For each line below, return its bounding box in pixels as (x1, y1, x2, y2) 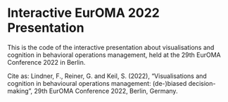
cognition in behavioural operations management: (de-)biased (7, 79, 187, 87)
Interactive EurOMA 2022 (7, 5, 160, 21)
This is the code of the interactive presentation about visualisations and (7, 43, 215, 51)
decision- (188, 79, 216, 87)
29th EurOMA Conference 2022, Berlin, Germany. (34, 87, 178, 95)
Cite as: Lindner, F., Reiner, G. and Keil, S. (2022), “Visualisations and (7, 72, 208, 80)
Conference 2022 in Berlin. (7, 58, 86, 66)
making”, (7, 87, 33, 95)
